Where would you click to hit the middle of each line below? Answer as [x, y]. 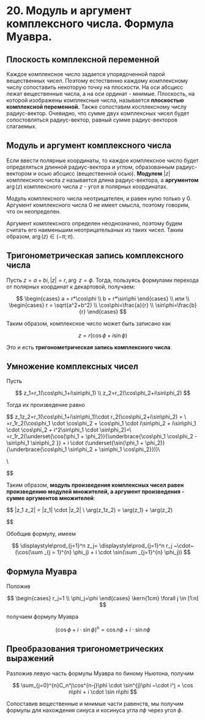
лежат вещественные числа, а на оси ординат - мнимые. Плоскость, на [101, 94]
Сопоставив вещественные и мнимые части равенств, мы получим [95, 703]
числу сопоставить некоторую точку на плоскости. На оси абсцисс [95, 87]
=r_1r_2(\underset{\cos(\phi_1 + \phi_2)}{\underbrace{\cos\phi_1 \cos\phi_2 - [102, 436]
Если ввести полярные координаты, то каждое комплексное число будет [102, 160]
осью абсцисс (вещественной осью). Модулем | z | [104, 173]
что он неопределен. [34, 211]
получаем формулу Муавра [43, 617]
